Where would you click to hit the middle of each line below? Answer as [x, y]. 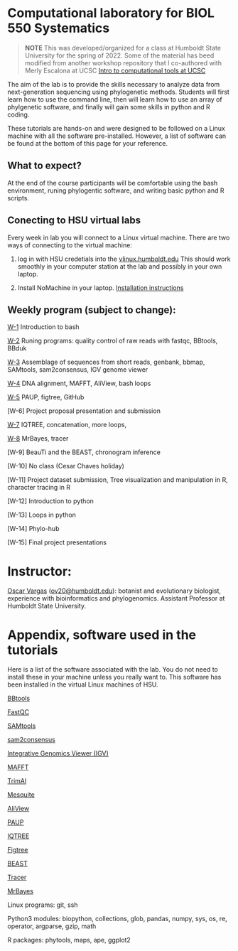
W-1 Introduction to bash [43, 327]
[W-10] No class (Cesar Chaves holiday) [66, 466]
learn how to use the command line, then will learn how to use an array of [115, 99]
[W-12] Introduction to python [51, 501]
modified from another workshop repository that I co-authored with [123, 63]
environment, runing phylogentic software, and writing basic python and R [116, 190]
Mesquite [21, 795]
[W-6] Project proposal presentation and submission [84, 411]
